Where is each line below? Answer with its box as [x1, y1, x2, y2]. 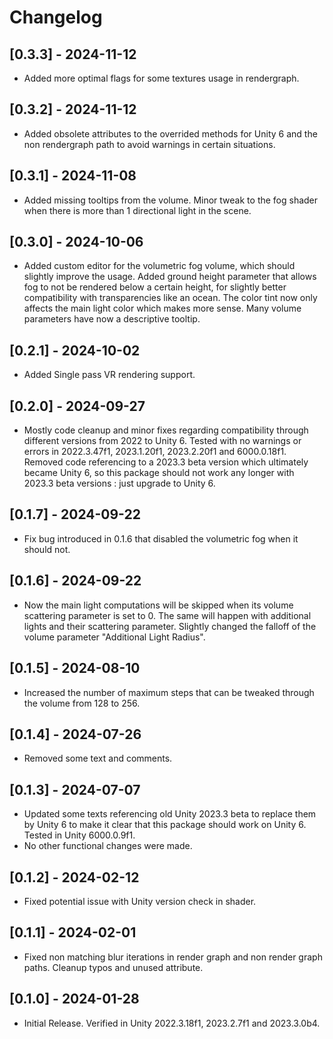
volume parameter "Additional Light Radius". [23, 631, 206, 643]
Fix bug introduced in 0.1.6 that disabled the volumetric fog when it [23, 532, 299, 545]
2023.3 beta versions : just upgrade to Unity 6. [23, 477, 216, 490]
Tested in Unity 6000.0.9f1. [23, 829, 136, 841]
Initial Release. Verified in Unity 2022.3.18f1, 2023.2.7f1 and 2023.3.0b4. [23, 1017, 321, 1029]
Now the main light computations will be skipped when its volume [23, 599, 294, 611]
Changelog [9, 6, 103, 29]
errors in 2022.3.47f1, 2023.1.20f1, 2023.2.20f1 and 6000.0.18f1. [23, 446, 287, 458]
